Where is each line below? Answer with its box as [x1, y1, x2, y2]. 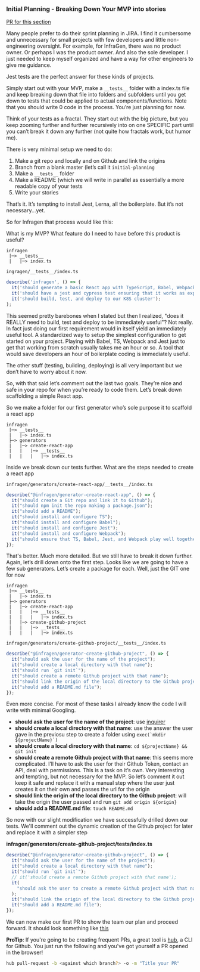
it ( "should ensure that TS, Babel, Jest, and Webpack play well [11, 536, 174, 542]
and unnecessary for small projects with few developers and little [6, 36, 166, 44]
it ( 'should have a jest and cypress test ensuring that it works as [11, 290, 185, 296]
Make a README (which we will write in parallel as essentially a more [14, 177, 185, 184]
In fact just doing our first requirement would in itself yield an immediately [6, 324, 187, 332]
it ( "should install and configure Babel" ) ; [11, 519, 121, 526]
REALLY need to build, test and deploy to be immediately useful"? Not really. [6, 318, 193, 326]
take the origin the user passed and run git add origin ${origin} [14, 798, 177, 806]
